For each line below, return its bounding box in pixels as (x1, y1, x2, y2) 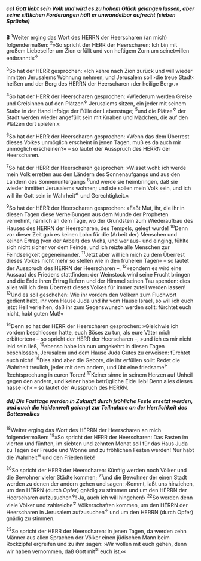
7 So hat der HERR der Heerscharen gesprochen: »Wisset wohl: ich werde (6, 163, 187, 171)
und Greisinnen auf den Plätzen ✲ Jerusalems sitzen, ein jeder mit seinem (6, 99, 187, 107)
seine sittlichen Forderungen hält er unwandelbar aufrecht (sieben (6, 11, 176, 18)
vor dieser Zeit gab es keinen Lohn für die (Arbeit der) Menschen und (6, 231, 178, 238)
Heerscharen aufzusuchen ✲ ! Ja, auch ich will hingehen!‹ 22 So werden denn (6, 493, 193, 501)
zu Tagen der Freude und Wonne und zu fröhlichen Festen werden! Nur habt (6, 447, 194, 454)
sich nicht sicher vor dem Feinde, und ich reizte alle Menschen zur (6, 243, 170, 251)
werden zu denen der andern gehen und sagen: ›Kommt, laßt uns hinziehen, (6, 480, 194, 487)
